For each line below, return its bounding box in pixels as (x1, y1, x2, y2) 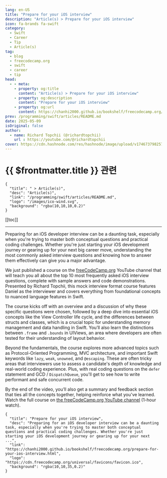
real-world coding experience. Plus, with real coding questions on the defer (5, 366, 160, 372)
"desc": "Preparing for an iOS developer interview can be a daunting (9, 420, 159, 426)
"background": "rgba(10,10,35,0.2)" (9, 464, 85, 469)
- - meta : (9, 81, 30, 86)
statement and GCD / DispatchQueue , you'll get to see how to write (5, 371, 140, 377)
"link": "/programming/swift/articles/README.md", (9, 195, 117, 200)
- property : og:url (14, 105, 55, 110)
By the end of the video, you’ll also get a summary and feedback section (5, 386, 154, 392)
